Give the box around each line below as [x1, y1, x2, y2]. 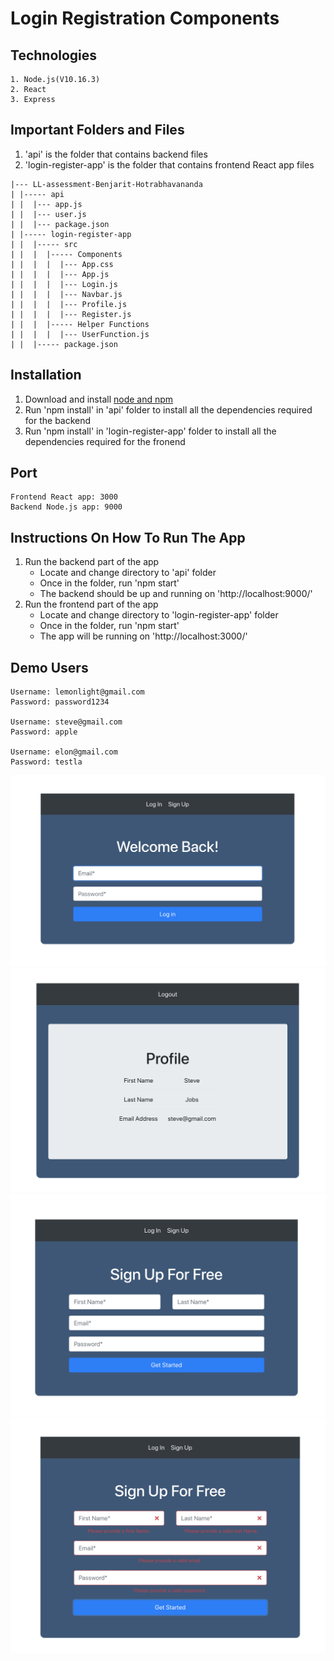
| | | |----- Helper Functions [10, 319, 150, 329]
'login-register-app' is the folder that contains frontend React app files [24, 158, 315, 171]
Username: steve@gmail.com [10, 717, 123, 727]
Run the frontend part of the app [24, 598, 159, 611]
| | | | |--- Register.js [10, 309, 132, 319]
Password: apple [10, 727, 78, 737]
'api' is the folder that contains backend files [24, 148, 208, 160]
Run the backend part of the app [24, 556, 160, 568]
